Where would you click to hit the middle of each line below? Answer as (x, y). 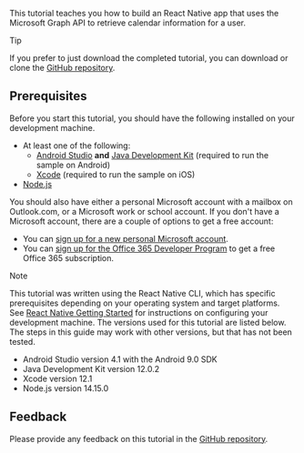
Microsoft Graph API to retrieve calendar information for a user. (127, 23)
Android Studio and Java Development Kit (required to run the (152, 155)
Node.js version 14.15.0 (66, 388)
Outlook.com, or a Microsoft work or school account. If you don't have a (144, 211)
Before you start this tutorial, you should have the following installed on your (152, 118)
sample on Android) (73, 165)
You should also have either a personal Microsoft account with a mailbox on (151, 201)
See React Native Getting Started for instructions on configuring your (139, 312)
